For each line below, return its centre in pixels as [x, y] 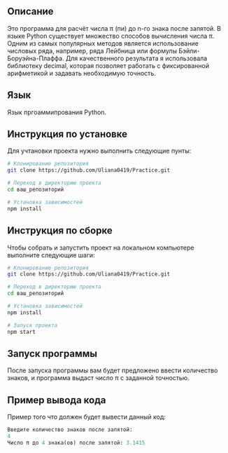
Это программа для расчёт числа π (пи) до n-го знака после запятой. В [114, 28]
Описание [30, 12]
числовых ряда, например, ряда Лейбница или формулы [92, 50]
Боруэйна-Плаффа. [36, 58]
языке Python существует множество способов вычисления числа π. [111, 36]
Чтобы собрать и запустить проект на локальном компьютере [101, 248]
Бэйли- [189, 50]
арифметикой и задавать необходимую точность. [81, 73]
